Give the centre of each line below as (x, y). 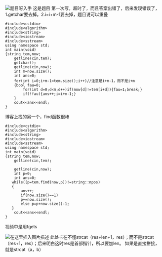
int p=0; (23, 173)
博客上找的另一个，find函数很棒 (37, 117)
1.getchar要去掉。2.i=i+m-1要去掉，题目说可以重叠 (57, 14)
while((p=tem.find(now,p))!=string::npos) (56, 182)
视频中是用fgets (21, 227)
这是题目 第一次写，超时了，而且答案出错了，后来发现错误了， (96, 8)
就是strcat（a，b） (24, 249)
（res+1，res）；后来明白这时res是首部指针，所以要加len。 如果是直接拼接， (82, 243)
